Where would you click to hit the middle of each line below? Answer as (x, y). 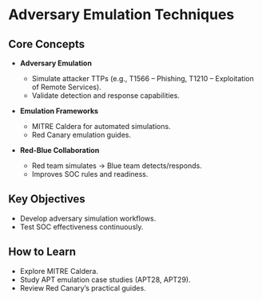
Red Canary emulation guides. (81, 135)
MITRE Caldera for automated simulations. (101, 126)
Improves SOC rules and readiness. (90, 174)
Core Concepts (47, 44)
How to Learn (42, 252)
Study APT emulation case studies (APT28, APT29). (105, 279)
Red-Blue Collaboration (60, 150)
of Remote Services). (66, 87)
